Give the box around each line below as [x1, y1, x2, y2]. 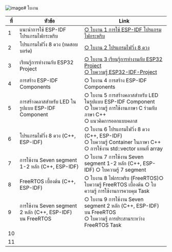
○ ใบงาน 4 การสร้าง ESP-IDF [84, 77, 147, 84]
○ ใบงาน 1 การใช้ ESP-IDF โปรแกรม [84, 26, 162, 33]
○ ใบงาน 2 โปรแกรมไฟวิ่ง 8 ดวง [84, 44, 150, 51]
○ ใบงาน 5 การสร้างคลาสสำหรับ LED [84, 92, 159, 99]
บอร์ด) [19, 47, 32, 54]
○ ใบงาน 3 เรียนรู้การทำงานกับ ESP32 [84, 56, 163, 63]
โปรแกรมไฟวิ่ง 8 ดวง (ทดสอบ [19, 41, 78, 48]
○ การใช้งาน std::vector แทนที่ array [84, 145, 163, 152]
